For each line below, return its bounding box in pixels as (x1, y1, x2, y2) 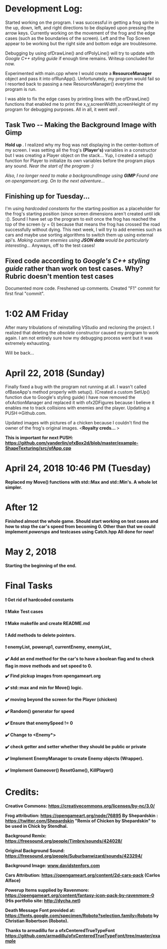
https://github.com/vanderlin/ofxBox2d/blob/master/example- (5, 440, 139, 446)
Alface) (5, 877, 21, 883)
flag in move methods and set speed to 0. (5, 663, 92, 669)
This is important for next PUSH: (5, 435, 74, 441)
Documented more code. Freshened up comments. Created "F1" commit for (5, 285, 160, 291)
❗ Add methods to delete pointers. (5, 632, 76, 638)
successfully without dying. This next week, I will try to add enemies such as (5, 227, 162, 233)
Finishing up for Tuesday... (5, 192, 90, 201)
